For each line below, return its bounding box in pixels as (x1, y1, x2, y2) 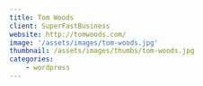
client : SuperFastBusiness (9, 21, 110, 30)
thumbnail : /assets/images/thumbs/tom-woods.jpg (9, 47, 195, 56)
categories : (9, 55, 54, 64)
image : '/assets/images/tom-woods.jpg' (9, 38, 159, 47)
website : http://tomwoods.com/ (9, 30, 127, 39)
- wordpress (25, 64, 70, 73)
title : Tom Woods (9, 13, 75, 22)
